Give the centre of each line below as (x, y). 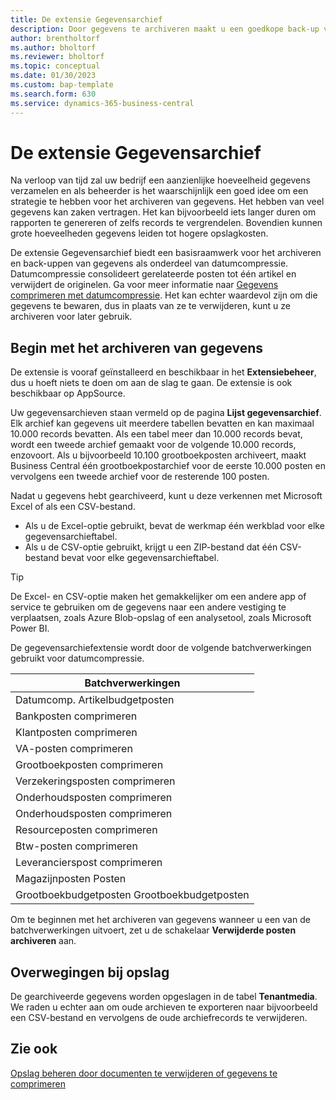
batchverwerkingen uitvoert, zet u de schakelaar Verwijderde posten (153, 930)
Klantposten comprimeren (76, 733)
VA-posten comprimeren (74, 749)
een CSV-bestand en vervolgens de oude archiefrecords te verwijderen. (159, 1018)
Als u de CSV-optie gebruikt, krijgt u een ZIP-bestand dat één (151, 547)
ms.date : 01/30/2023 (53, 76)
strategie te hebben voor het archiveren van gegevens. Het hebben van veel (167, 202)
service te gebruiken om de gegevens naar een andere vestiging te (148, 607)
